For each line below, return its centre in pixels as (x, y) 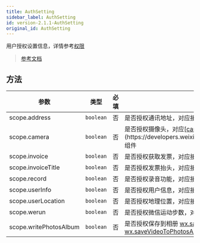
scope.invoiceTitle (35, 167)
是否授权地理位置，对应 (157, 201)
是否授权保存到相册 (151, 224)
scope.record (28, 179)
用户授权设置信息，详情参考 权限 (45, 46)
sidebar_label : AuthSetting (41, 17)
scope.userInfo (30, 190)
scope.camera (29, 137)
